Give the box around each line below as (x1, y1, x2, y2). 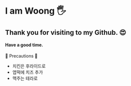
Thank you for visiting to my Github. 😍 (5, 28, 127, 36)
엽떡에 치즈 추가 (12, 69, 43, 75)
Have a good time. (5, 42, 44, 48)
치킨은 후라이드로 (12, 63, 46, 69)
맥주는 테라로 (12, 75, 38, 81)
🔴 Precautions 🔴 (5, 53, 38, 58)
